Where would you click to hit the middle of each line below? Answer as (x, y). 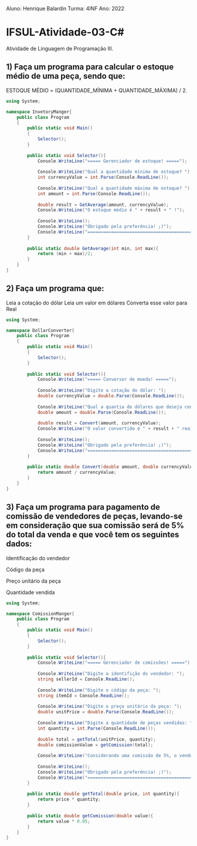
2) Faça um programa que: (55, 288)
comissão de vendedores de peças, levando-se (94, 516)
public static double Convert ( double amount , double (93, 467)
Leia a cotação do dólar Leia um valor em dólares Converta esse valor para (97, 303)
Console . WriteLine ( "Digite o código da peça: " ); (99, 690)
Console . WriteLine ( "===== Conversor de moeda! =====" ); (107, 379)
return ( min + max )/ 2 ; (65, 254)
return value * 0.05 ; (64, 821)
